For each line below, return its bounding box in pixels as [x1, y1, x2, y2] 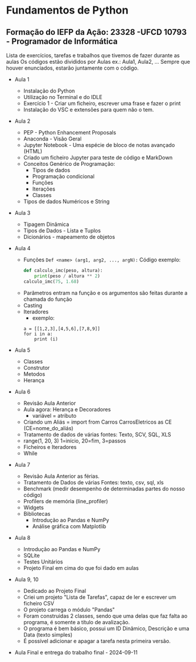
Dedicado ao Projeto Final [23, 587, 87, 594]
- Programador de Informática [6, 36, 118, 46]
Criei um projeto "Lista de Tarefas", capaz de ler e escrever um [23, 594, 177, 601]
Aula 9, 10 [14, 576, 39, 583]
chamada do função [23, 296, 72, 303]
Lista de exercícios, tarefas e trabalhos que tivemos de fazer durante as [6, 52, 180, 59]
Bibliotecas [23, 510, 51, 517]
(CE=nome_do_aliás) [23, 424, 74, 431]
